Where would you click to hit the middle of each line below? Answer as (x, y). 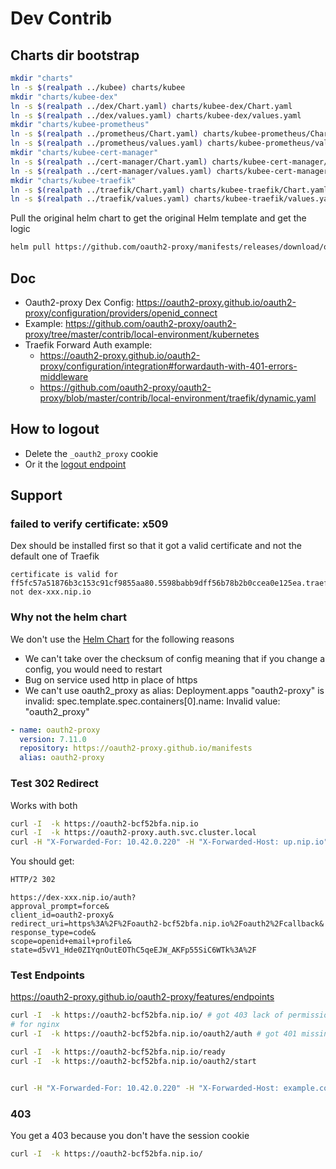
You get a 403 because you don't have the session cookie (130, 1135)
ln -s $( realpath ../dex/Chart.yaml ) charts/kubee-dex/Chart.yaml (151, 106)
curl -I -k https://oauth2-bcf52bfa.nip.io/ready (118, 1052)
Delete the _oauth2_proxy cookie (91, 453)
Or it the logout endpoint (75, 464)
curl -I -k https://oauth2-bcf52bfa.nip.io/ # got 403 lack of (147, 1015)
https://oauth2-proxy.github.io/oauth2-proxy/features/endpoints (142, 997)
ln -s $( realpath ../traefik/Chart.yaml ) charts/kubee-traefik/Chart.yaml (169, 190)
